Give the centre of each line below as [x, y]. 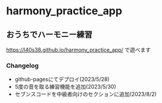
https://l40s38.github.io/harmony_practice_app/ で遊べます [78, 50]
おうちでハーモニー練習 [49, 34]
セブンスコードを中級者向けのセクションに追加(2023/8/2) [85, 94]
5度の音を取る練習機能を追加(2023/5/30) [65, 87]
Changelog [22, 65]
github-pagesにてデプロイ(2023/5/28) [62, 79]
